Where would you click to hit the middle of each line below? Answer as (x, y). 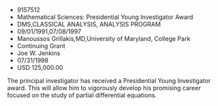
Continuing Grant (41, 46)
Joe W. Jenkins (38, 53)
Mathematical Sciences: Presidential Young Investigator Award (105, 17)
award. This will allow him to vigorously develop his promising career (104, 88)
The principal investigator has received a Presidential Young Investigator (109, 81)
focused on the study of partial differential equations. (82, 95)
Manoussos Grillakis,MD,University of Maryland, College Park (104, 39)
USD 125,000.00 (40, 68)
